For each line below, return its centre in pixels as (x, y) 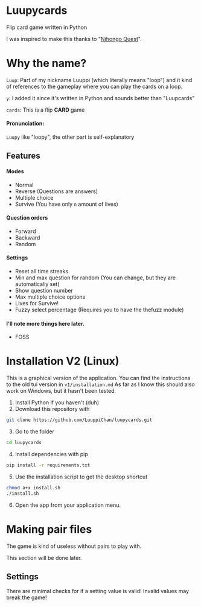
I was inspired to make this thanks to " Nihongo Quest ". (74, 39)
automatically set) (37, 284)
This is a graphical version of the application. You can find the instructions (98, 378)
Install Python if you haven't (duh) (57, 402)
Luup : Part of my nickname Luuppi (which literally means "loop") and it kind (99, 80)
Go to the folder (34, 431)
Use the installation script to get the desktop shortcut (81, 477)
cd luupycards (24, 443)
